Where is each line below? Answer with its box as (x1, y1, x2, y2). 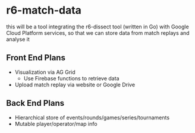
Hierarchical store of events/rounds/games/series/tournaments (14, 113, 170, 121)
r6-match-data (6, 4, 82, 17)
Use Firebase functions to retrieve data (23, 74, 119, 82)
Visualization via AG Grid (14, 69, 76, 76)
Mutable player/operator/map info (14, 120, 97, 127)
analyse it (6, 35, 30, 43)
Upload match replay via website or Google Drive (14, 81, 136, 88)
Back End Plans (6, 98, 64, 108)
